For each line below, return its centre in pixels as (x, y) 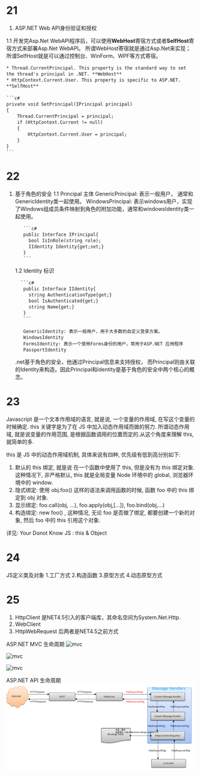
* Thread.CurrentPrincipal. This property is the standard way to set (96, 68)
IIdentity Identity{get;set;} (66, 247)
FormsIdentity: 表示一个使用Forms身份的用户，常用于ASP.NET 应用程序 (103, 344)
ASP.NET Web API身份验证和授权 (56, 28)
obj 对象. (38, 497)
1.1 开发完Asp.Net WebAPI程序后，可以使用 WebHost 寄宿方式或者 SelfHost (97, 40)
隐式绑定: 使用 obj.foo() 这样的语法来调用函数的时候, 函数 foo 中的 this (101, 490)
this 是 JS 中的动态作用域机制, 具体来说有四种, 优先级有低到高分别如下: (94, 454)
